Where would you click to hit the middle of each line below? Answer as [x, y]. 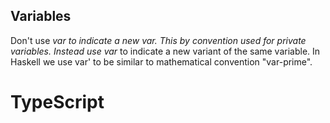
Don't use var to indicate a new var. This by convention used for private [158, 40]
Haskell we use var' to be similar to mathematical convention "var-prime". [161, 61]
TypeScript [57, 102]
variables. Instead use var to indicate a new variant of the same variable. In [165, 51]
